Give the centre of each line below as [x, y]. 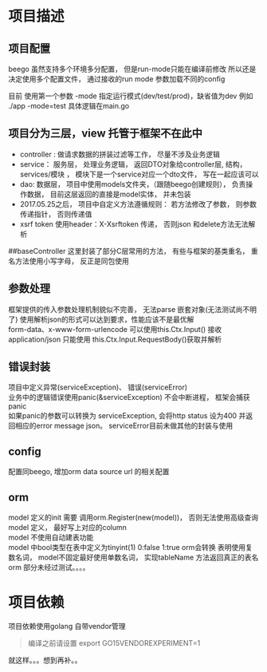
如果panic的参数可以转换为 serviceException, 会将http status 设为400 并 [127, 416]
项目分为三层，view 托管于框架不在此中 [106, 134]
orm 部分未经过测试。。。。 [49, 567]
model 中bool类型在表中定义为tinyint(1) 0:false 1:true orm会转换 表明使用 [127, 547]
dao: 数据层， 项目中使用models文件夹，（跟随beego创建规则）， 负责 [133, 184]
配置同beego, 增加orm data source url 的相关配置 [89, 472]
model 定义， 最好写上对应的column [68, 528]
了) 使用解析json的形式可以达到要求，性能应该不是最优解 [101, 319]
